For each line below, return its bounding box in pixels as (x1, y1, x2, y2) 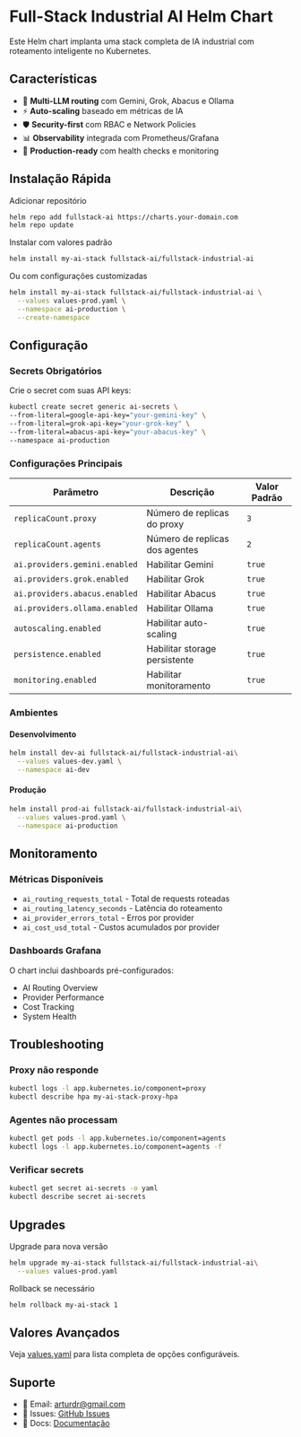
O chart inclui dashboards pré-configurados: (9, 965, 175, 976)
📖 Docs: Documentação (21, 1418, 110, 1429)
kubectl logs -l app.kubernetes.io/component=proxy (9, 1084, 206, 1093)
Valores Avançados (9, 1325, 121, 1340)
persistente (146, 653, 194, 666)
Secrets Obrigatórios (9, 365, 103, 377)
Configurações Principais (9, 457, 123, 469)
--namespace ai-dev (17, 765, 90, 774)
